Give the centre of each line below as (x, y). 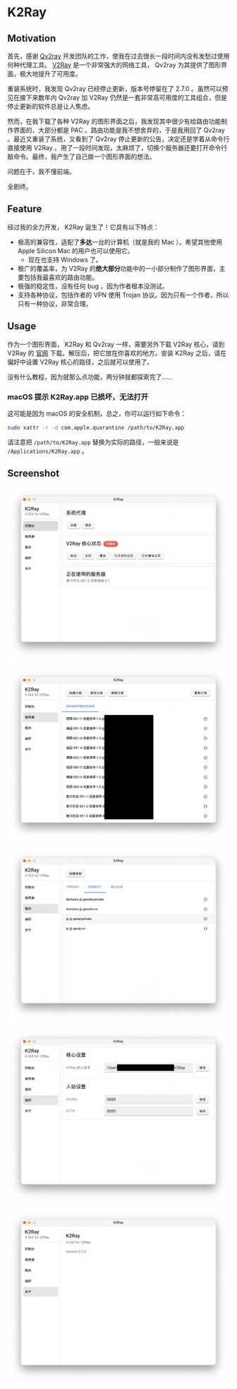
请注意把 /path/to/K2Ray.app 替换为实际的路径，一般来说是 (93, 442)
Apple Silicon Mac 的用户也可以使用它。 (75, 250)
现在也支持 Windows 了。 (65, 259)
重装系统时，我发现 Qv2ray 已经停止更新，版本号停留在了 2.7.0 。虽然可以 (115, 88)
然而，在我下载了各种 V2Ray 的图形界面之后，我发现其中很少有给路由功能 (114, 121)
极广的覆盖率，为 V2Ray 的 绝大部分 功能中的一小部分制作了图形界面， (119, 268)
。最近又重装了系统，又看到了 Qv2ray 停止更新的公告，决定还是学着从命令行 (119, 139)
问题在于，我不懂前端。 (41, 171)
